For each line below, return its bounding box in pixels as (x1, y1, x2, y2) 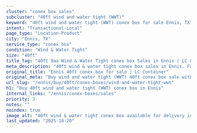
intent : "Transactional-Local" (6, 25, 83, 31)
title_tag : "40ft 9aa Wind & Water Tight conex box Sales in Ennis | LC (6, 58, 188, 64)
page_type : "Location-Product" (6, 31, 83, 36)
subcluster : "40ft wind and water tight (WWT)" (6, 14, 125, 20)
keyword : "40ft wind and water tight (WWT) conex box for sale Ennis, (6, 19, 182, 25)
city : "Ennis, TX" (6, 36, 51, 42)
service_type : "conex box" (6, 42, 72, 48)
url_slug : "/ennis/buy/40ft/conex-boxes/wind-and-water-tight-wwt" (6, 80, 175, 86)
